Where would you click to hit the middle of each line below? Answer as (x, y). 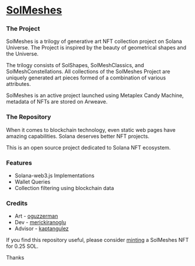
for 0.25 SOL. (22, 246)
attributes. (19, 84)
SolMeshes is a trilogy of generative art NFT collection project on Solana (94, 41)
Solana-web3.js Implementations (54, 176)
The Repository (29, 117)
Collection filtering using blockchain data (64, 188)
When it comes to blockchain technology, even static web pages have (91, 129)
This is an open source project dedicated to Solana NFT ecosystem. (88, 147)
